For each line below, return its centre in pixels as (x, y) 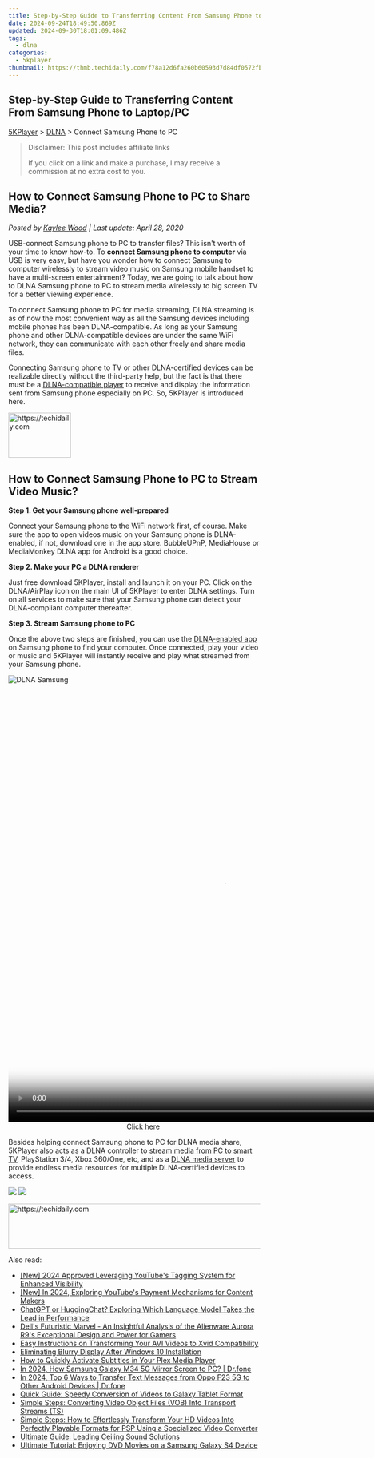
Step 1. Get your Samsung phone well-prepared (89, 510)
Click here (143, 1126)
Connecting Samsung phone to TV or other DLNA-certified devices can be (131, 367)
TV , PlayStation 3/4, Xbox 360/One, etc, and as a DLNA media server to (126, 1159)
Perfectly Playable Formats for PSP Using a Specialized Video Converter (139, 1428)
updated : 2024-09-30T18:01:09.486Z (68, 30)
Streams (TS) (42, 1412)
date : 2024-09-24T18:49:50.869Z (62, 23)
